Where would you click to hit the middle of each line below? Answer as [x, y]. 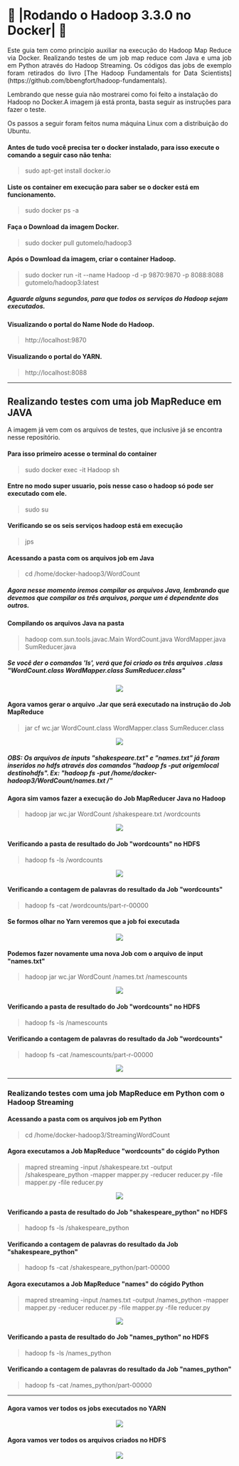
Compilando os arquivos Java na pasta [66, 623]
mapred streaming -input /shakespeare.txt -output [99, 1167]
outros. [18, 605]
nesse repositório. [34, 437]
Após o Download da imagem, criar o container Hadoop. [92, 259]
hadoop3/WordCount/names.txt [57, 780]
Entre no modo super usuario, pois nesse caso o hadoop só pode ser [111, 486]
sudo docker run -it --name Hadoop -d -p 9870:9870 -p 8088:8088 [124, 275]
